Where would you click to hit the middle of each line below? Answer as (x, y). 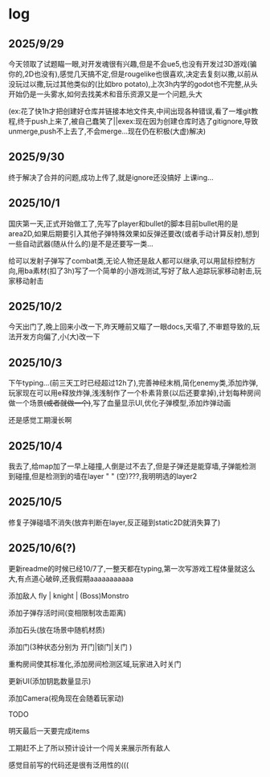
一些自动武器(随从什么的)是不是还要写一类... (81, 243)
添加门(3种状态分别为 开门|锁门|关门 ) (70, 647)
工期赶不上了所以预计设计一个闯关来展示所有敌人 (89, 747)
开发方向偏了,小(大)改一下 (57, 337)
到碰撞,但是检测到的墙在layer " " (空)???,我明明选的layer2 (103, 476)
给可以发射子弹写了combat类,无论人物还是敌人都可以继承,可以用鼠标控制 (129, 260)
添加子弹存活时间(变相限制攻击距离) (67, 612)
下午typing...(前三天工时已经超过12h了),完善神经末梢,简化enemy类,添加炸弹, (133, 383)
